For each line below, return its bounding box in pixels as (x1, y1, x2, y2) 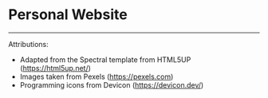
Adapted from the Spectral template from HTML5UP (19, 54, 191, 65)
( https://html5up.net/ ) (19, 63, 92, 73)
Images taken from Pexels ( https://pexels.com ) (19, 72, 174, 81)
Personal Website (8, 6, 128, 24)
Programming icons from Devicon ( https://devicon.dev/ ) (19, 80, 204, 89)
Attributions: (8, 39, 49, 49)
